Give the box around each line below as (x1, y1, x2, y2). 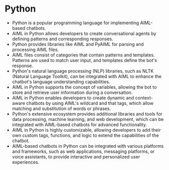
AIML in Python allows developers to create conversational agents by (12, 30, 156, 36)
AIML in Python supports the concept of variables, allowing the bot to (12, 84, 157, 90)
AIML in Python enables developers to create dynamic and (12, 94, 135, 101)
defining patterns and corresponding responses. (12, 36, 113, 42)
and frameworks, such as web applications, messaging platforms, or (12, 148, 155, 154)
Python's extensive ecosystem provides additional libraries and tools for (12, 110, 163, 117)
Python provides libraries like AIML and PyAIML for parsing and (12, 41, 144, 47)
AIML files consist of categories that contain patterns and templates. (12, 51, 155, 58)
